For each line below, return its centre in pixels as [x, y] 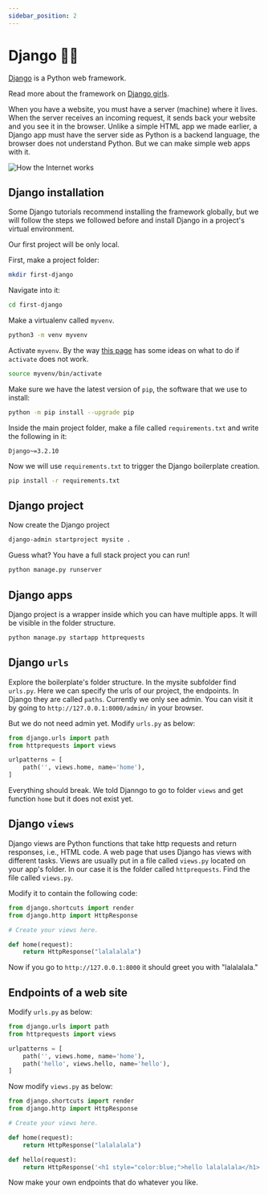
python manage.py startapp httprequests [77, 638]
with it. [19, 152]
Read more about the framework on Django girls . [89, 93]
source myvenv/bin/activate [55, 374]
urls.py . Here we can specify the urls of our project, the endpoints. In [124, 690]
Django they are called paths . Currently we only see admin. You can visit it [131, 699]
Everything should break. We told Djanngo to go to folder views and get [126, 791]
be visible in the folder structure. [62, 623]
